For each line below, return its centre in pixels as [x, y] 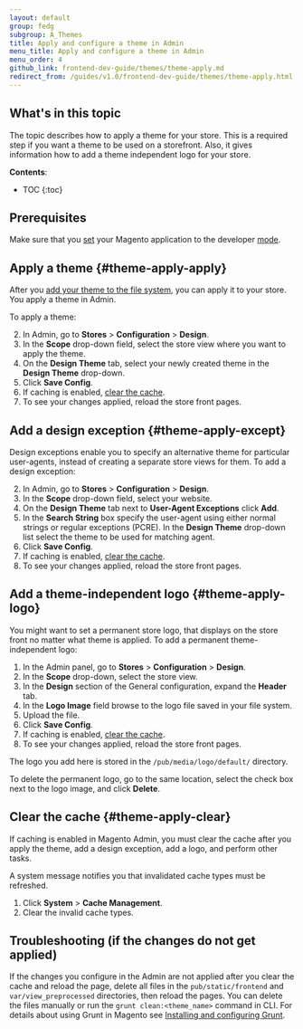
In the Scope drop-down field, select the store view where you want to [154, 344]
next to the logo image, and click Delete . [85, 788]
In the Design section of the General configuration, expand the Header [155, 686]
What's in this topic [66, 114]
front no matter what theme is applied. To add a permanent [119, 640]
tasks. [21, 858]
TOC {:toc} [43, 189]
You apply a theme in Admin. [63, 300]
